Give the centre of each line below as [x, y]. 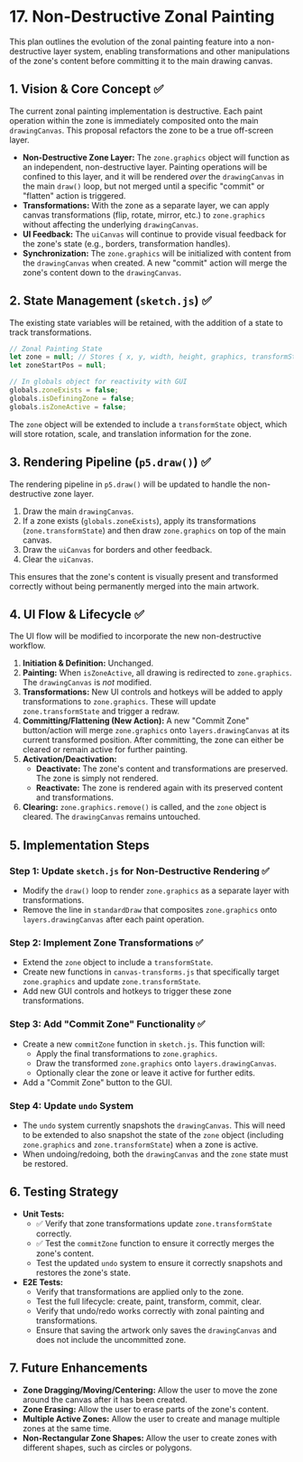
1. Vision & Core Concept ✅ [87, 89]
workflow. [28, 646]
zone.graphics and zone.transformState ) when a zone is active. [140, 1144]
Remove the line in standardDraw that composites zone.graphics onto [150, 910]
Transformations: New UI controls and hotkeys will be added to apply [152, 692]
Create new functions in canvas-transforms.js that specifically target [151, 972]
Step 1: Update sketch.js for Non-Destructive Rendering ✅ [140, 871]
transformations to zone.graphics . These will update [119, 702]
